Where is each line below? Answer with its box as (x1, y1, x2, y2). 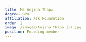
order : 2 (5, 20, 23, 26)
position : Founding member (5, 29, 60, 34)
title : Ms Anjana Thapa (5, 7, 53, 12)
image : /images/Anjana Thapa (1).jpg (5, 25, 82, 30)
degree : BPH (5, 12, 29, 16)
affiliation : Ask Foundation (5, 16, 64, 21)
